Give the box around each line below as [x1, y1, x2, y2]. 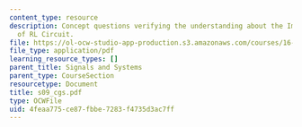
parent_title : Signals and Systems [9, 63, 143, 72]
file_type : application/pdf [9, 47, 115, 55]
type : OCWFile [9, 96, 63, 106]
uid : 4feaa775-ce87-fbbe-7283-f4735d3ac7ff [9, 105, 175, 114]
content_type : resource [9, 13, 99, 22]
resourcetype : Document [9, 80, 99, 89]
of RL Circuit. [17, 30, 75, 38]
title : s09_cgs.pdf [9, 88, 83, 97]
